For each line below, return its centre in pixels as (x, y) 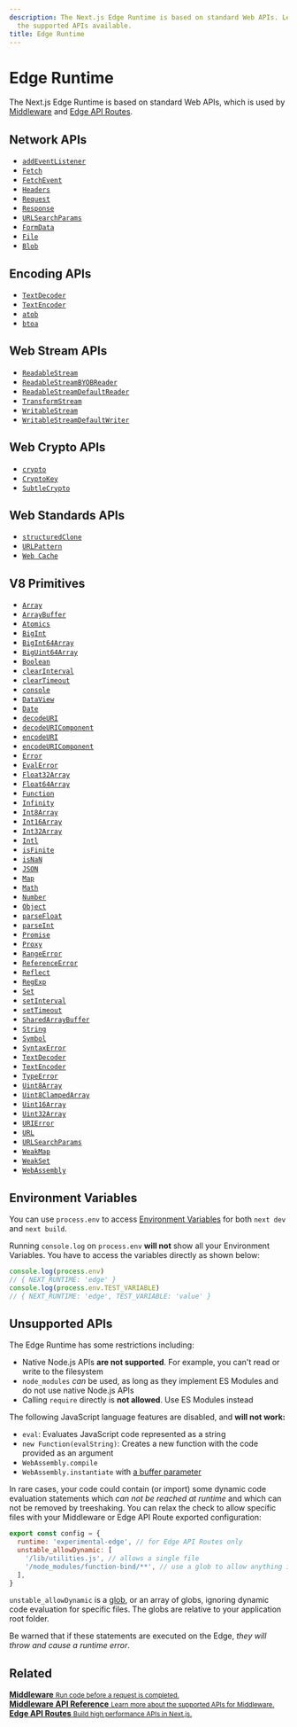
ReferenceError (50, 964)
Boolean (36, 662)
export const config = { (55, 1534)
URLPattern (42, 547)
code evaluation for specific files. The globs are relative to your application (145, 1609)
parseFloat (42, 917)
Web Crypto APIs (57, 447)
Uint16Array (44, 1105)
